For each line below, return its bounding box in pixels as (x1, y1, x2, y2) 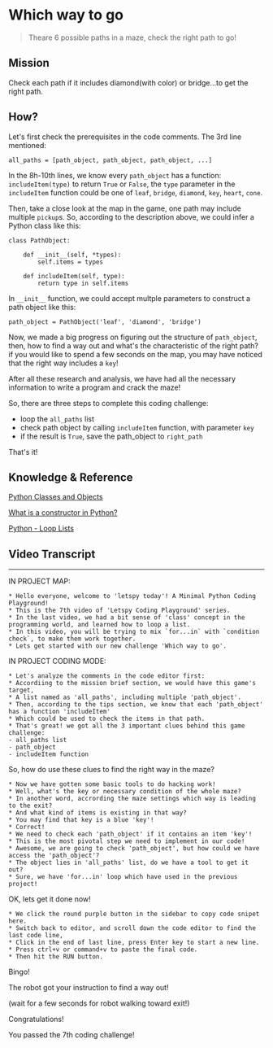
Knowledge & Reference (8, 470, 133, 484)
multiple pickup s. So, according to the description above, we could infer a (8, 212, 254, 221)
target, (8, 686, 35, 695)
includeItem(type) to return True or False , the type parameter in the (8, 179, 236, 189)
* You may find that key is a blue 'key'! (8, 816, 154, 824)
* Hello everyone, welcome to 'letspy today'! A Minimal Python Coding (8, 592, 256, 600)
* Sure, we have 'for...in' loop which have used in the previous (8, 873, 238, 881)
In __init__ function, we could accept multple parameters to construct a (8, 293, 250, 303)
